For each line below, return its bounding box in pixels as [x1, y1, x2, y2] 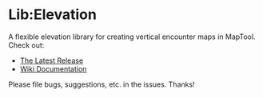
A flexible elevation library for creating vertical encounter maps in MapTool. [8, 32, 256, 41]
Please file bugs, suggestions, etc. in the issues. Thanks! [8, 80, 195, 89]
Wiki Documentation [19, 64, 87, 73]
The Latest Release [19, 56, 84, 65]
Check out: [8, 40, 45, 49]
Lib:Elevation [8, 6, 98, 24]
